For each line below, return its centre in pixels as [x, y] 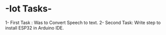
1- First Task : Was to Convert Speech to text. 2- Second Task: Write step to [83, 22]
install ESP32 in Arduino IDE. [34, 27]
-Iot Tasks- [28, 9]
